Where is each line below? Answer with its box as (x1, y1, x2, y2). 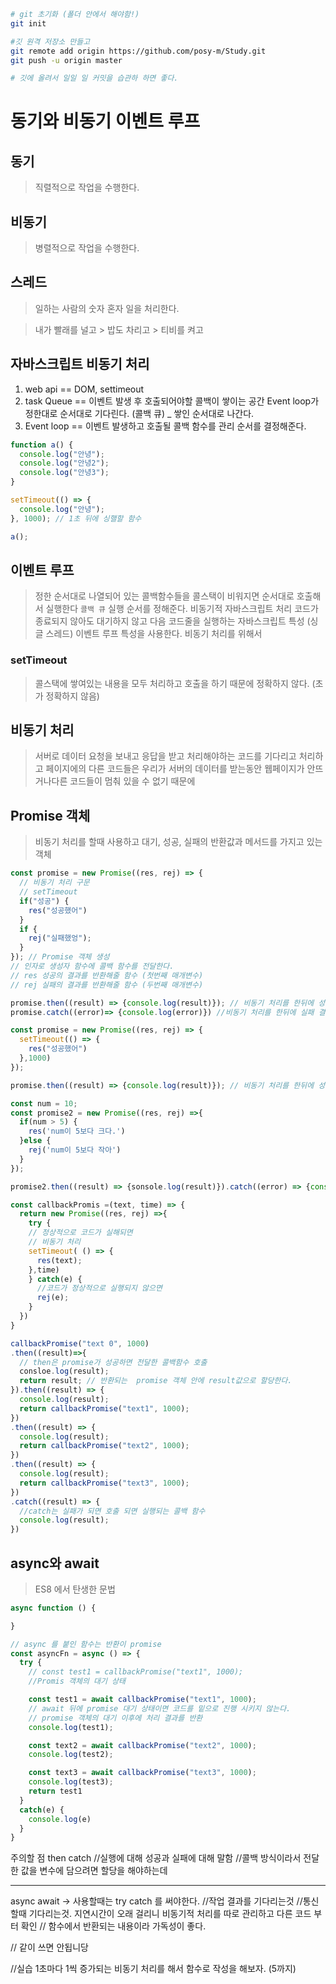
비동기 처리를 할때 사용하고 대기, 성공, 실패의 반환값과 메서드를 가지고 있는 (34, 836, 323, 848)
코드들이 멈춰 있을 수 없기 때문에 (69, 775, 196, 787)
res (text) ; (36, 1255, 83, 1265)
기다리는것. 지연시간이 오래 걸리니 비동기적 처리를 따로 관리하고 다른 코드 (28, 1908, 312, 1920)
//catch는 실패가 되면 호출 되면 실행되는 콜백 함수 (19, 1506, 206, 1516)
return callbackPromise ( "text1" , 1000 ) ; (19, 1403, 190, 1414)
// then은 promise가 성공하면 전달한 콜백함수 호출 (19, 1357, 208, 1367)
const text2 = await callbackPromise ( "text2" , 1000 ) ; (28, 1740, 257, 1750)
